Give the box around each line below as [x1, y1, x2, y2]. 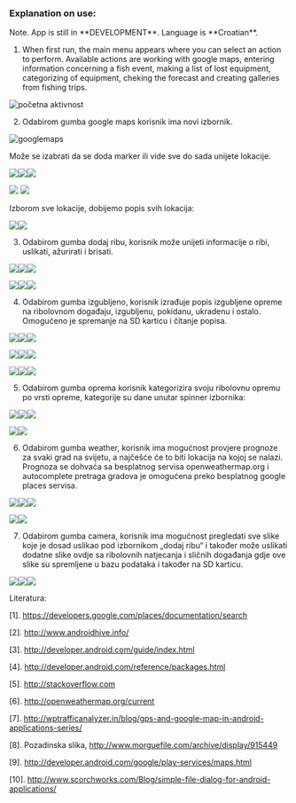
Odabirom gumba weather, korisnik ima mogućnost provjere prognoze [21, 443, 278, 453]
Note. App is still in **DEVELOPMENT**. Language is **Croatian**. [9, 28, 259, 38]
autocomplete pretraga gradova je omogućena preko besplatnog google [21, 471, 286, 482]
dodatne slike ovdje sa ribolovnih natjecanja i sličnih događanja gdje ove [21, 549, 286, 561]
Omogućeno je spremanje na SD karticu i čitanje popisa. [21, 316, 228, 327]
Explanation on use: [9, 7, 97, 20]
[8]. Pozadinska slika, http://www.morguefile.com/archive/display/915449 [9, 740, 278, 751]
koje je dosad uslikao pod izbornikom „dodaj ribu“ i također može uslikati [21, 540, 288, 551]
